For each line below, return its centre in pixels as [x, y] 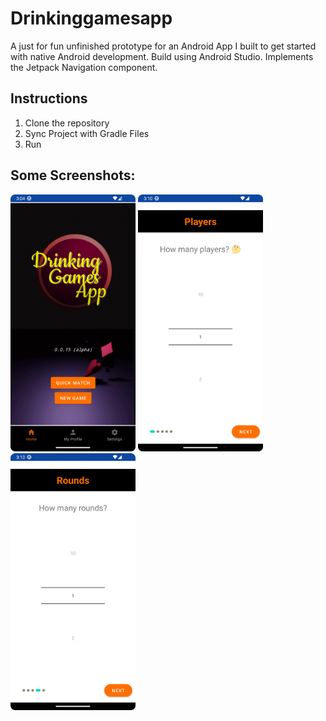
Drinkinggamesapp [91, 18]
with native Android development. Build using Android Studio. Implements [162, 56]
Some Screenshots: [73, 175]
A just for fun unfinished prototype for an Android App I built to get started [163, 46]
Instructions [49, 98]
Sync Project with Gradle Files [87, 133]
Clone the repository [67, 123]
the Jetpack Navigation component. [84, 67]
